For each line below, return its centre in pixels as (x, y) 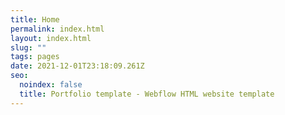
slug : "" (28, 47)
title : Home (35, 19)
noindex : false (51, 85)
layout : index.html (51, 38)
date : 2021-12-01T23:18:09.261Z (77, 66)
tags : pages (35, 57)
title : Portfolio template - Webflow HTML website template (147, 94)
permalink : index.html (57, 29)
